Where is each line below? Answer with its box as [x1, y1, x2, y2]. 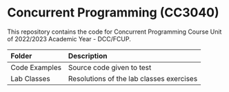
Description [68, 51, 108, 60]
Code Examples [10, 62, 62, 72]
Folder [10, 51, 32, 60]
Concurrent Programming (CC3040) [7, 5, 219, 21]
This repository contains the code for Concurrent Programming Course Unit [7, 27, 222, 36]
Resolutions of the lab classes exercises [68, 73, 198, 83]
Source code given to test [68, 62, 152, 72]
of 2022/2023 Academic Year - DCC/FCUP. [7, 34, 131, 43]
